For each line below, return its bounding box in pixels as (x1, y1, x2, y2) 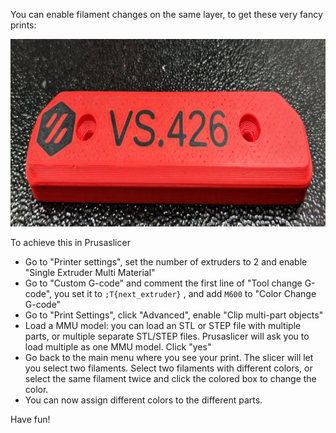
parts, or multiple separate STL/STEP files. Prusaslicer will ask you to (24, 330, 310, 342)
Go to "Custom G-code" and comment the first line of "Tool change (24, 277, 303, 289)
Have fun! (10, 414, 51, 425)
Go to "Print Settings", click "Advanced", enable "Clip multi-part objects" (24, 309, 324, 321)
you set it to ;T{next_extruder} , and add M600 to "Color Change (54, 288, 317, 299)
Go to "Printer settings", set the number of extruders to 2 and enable (24, 256, 308, 268)
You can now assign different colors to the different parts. (24, 394, 263, 406)
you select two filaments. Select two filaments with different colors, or (24, 362, 313, 374)
